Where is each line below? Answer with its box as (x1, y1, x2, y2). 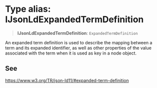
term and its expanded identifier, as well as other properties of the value (5, 45, 152, 51)
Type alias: (5, 3, 51, 15)
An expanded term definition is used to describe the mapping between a (5, 39, 153, 45)
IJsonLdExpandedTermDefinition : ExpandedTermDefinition (17, 30, 138, 36)
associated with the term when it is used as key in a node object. (5, 50, 137, 56)
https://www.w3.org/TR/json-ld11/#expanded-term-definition (5, 77, 129, 83)
